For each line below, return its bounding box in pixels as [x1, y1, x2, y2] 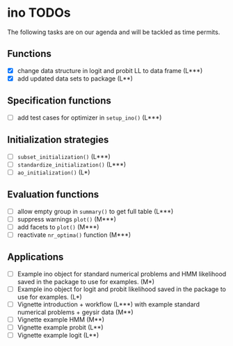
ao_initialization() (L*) [17, 168, 90, 176]
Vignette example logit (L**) [17, 331, 99, 339]
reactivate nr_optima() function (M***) [17, 231, 131, 239]
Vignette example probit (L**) [17, 323, 104, 331]
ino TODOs [7, 5, 71, 21]
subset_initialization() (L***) [17, 152, 111, 160]
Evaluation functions [7, 189, 99, 201]
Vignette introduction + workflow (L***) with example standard [17, 300, 200, 308]
